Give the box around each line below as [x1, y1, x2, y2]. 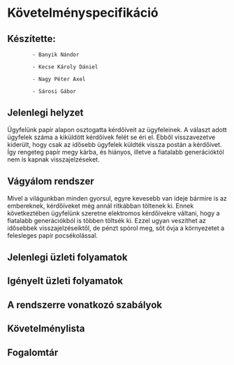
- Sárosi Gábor [32, 88, 77, 95]
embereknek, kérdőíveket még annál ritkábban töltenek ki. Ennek [7, 201, 194, 210]
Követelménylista [7, 323, 85, 335]
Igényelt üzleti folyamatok [7, 275, 124, 287]
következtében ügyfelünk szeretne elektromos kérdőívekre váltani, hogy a [7, 208, 220, 217]
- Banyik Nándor [32, 51, 80, 58]
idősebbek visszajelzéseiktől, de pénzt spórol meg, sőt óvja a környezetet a [7, 224, 225, 232]
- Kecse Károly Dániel [32, 64, 98, 71]
